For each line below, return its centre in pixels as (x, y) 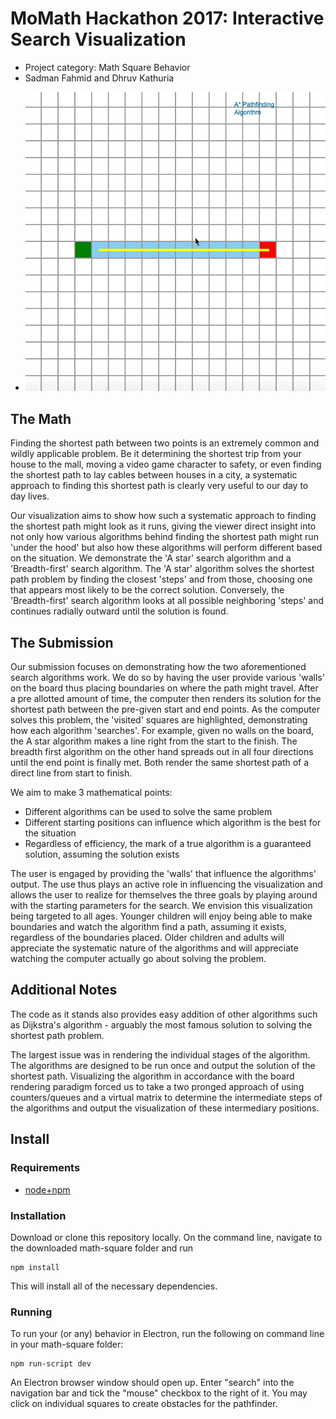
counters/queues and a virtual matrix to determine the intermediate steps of (166, 1097)
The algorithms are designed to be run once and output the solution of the (163, 1065)
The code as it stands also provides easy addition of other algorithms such (164, 1014)
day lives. (30, 496)
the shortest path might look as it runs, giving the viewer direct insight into (163, 526)
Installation (38, 1215)
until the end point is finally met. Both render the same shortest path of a (160, 763)
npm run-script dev (51, 1364)
